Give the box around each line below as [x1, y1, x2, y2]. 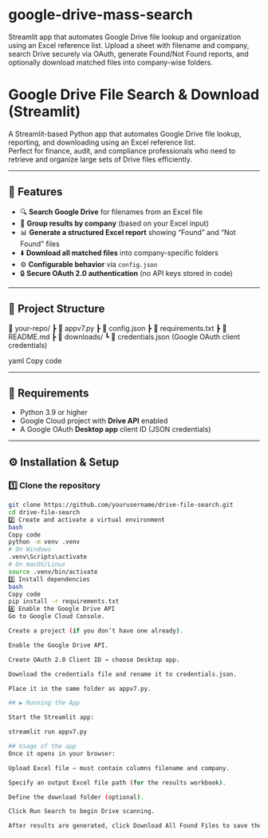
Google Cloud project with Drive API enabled [19, 416, 168, 425]
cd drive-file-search [8, 508, 81, 517]
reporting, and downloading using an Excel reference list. [8, 138, 196, 147]
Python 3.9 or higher [19, 408, 88, 417]
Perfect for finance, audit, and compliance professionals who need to [8, 146, 236, 155]
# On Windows [8, 545, 52, 553]
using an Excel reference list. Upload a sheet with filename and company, [8, 40, 250, 50]
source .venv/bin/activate [8, 568, 98, 576]
